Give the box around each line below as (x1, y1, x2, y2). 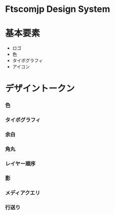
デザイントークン (5, 83, 75, 94)
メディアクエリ (5, 189, 41, 196)
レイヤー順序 (5, 160, 36, 167)
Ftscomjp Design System (5, 3, 111, 15)
